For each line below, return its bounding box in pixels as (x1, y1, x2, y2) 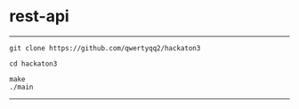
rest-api (9, 6, 69, 27)
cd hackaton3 (9, 59, 58, 68)
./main (9, 82, 34, 91)
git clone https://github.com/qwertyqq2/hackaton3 (9, 43, 201, 52)
